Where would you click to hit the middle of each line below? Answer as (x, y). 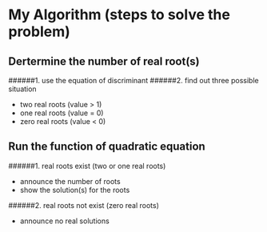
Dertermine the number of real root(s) (104, 61)
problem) (39, 32)
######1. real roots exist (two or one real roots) (87, 166)
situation (23, 89)
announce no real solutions (64, 221)
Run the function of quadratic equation (107, 147)
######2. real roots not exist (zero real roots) (84, 205)
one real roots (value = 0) (62, 113)
